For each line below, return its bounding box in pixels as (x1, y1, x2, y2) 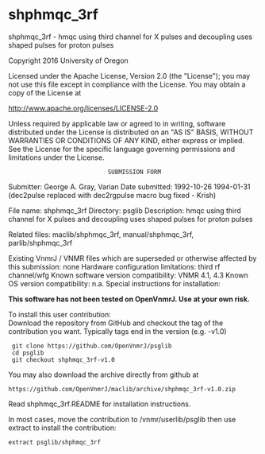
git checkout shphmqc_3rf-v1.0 (11, 355, 115, 363)
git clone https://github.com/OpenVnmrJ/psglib (11, 342, 172, 350)
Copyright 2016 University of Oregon (8, 56, 129, 65)
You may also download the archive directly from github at (8, 370, 199, 379)
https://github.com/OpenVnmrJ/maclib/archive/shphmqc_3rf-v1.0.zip (8, 385, 236, 393)
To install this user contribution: (8, 309, 111, 319)
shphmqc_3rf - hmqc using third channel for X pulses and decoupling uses (8, 32, 253, 41)
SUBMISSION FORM (107, 168, 161, 176)
